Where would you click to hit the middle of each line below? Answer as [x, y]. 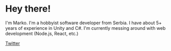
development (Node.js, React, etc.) [42, 33]
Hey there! [28, 9]
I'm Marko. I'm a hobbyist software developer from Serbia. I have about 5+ [83, 23]
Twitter [13, 43]
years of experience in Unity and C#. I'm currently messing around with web [86, 28]
